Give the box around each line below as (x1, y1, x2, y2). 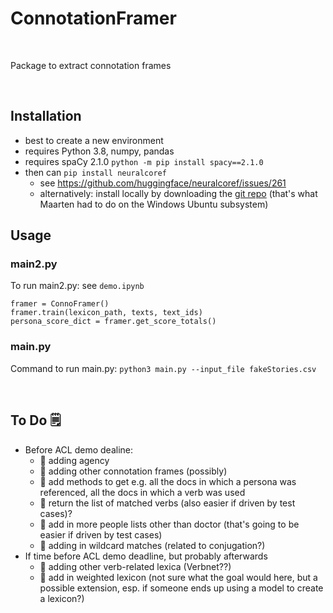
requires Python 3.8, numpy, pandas (24, 145, 175, 157)
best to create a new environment (24, 134, 164, 146)
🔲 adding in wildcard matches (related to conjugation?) (39, 539, 266, 551)
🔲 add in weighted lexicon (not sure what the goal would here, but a (39, 571, 318, 583)
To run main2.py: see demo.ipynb (10, 280, 145, 292)
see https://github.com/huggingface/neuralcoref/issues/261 (39, 177, 287, 189)
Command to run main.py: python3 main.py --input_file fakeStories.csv (10, 362, 317, 374)
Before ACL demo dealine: (24, 443, 133, 456)
